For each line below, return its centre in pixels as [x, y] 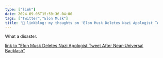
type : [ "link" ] [20, 9]
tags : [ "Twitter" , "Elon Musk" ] [37, 18]
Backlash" [15, 51]
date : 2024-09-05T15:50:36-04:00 [39, 14]
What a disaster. [21, 36]
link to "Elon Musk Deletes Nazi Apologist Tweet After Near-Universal [74, 46]
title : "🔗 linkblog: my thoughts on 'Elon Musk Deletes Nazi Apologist [79, 23]
